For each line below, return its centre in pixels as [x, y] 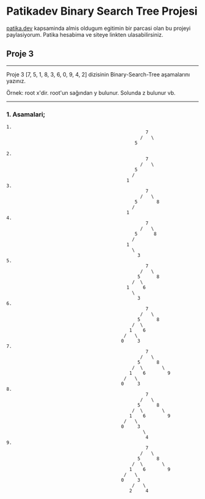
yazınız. [16, 81]
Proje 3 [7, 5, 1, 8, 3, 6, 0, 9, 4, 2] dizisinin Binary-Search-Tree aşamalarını [98, 74]
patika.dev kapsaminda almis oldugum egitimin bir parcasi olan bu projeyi [99, 28]
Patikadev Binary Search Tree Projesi [102, 11]
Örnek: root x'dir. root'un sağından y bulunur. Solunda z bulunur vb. [91, 92]
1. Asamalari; [26, 114]
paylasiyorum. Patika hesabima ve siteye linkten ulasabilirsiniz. [85, 34]
